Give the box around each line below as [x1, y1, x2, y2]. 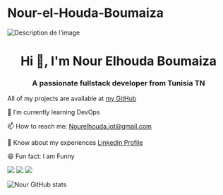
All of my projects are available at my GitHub [7, 94, 137, 103]
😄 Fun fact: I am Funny [7, 152, 76, 160]
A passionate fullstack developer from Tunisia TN [32, 78, 205, 88]
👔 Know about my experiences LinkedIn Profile [7, 138, 143, 147]
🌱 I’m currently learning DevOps [7, 108, 100, 117]
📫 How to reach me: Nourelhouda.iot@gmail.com [7, 122, 152, 131]
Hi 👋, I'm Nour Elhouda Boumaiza [20, 53, 217, 69]
